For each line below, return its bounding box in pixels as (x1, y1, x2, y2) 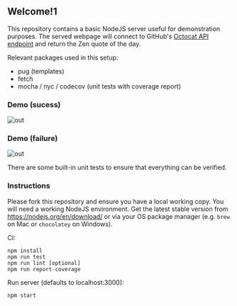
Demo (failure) (7, 134, 58, 144)
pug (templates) (17, 67, 65, 75)
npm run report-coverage (7, 266, 81, 273)
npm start (7, 292, 37, 299)
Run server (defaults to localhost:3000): (7, 278, 124, 286)
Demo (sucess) (7, 99, 61, 109)
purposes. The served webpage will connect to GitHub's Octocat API (7, 32, 209, 40)
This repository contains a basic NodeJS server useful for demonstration (7, 24, 221, 33)
